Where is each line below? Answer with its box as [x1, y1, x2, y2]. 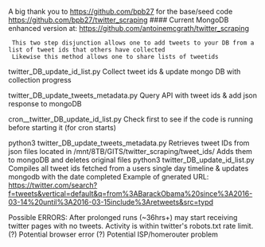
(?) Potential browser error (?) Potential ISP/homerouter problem [8, 230, 219, 239]
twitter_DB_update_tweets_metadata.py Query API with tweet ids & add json [8, 91, 257, 100]
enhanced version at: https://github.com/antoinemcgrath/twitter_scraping [8, 24, 249, 33]
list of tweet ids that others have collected [8, 46, 166, 54]
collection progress [8, 75, 72, 84]
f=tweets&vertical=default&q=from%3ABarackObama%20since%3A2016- [8, 189, 253, 198]
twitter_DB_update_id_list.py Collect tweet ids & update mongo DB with [8, 67, 241, 76]
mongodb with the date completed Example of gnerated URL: [8, 172, 209, 181]
